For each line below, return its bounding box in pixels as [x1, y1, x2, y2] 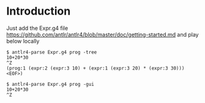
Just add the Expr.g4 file [6, 24, 69, 32]
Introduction [6, 4, 71, 18]
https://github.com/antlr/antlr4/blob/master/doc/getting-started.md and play [6, 30, 199, 38]
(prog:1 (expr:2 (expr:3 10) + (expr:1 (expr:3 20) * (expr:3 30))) [6, 65, 185, 71]
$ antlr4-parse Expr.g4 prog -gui [6, 81, 95, 87]
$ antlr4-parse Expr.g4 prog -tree [6, 49, 97, 55]
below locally [6, 37, 40, 44]
